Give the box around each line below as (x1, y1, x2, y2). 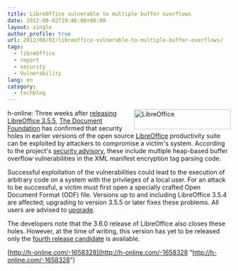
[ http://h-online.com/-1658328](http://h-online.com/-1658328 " (7, 248, 193, 257)
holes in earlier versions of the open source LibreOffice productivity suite (7, 132, 221, 140)
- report (13, 57, 40, 64)
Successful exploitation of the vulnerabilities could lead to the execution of (7, 168, 225, 177)
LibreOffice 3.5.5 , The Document (7, 116, 103, 125)
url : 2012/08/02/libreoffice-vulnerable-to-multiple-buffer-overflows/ (7, 37, 223, 44)
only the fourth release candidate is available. (7, 235, 140, 243)
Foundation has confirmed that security (7, 124, 123, 133)
